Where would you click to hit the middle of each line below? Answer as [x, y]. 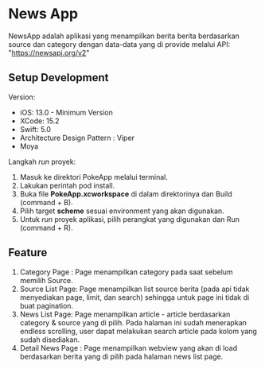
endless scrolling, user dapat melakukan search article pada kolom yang [138, 331]
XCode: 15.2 [39, 121]
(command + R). [46, 227]
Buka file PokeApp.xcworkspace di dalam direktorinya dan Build [126, 194]
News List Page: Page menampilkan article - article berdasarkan [125, 314]
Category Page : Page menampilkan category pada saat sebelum [126, 272]
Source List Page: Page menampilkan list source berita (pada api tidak [134, 289]
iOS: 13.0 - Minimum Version [66, 112]
